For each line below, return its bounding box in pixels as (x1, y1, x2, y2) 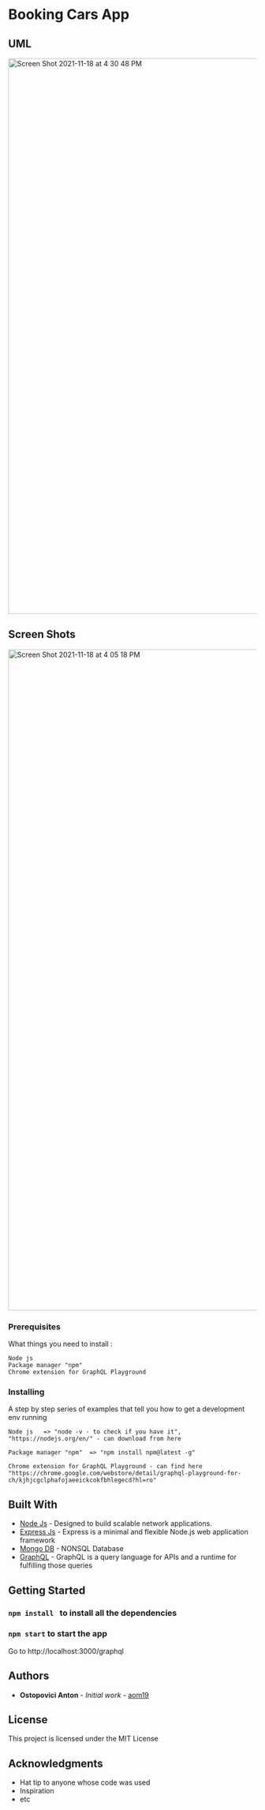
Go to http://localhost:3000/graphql (8, 1646, 125, 1655)
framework (19, 1535, 56, 1545)
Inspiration (19, 1786, 54, 1796)
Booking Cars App (8, 6, 130, 24)
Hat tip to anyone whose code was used (19, 1778, 151, 1787)
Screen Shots (8, 628, 77, 641)
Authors (8, 1669, 50, 1683)
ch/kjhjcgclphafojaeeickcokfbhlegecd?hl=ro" (8, 1476, 157, 1485)
